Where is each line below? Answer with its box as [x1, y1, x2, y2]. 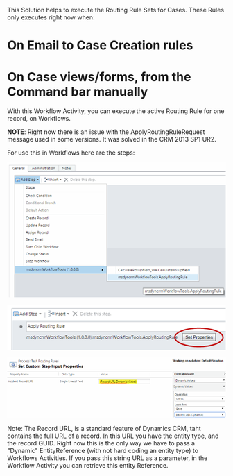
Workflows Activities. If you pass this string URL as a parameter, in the [7, 454, 208, 462]
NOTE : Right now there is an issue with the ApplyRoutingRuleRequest [7, 128, 205, 136]
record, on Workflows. [7, 114, 71, 123]
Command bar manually [7, 84, 148, 100]
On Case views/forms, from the [7, 69, 191, 85]
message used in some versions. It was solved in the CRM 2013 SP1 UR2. [7, 135, 216, 144]
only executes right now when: [7, 13, 95, 22]
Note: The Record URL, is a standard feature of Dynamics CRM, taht [7, 424, 201, 432]
